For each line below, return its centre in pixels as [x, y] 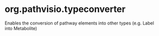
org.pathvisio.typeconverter [65, 9]
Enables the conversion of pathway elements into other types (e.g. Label [79, 23]
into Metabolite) [21, 28]
